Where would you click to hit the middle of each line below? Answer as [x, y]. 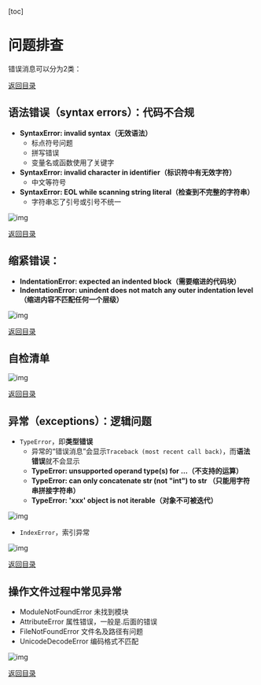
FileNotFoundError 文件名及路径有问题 [81, 631]
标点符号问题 [52, 143]
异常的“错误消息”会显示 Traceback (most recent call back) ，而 [134, 452]
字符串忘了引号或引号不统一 [76, 201]
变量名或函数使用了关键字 [73, 162]
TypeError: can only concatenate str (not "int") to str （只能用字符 [140, 481]
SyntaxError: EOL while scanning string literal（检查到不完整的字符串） [137, 192]
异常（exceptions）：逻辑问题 [80, 421]
